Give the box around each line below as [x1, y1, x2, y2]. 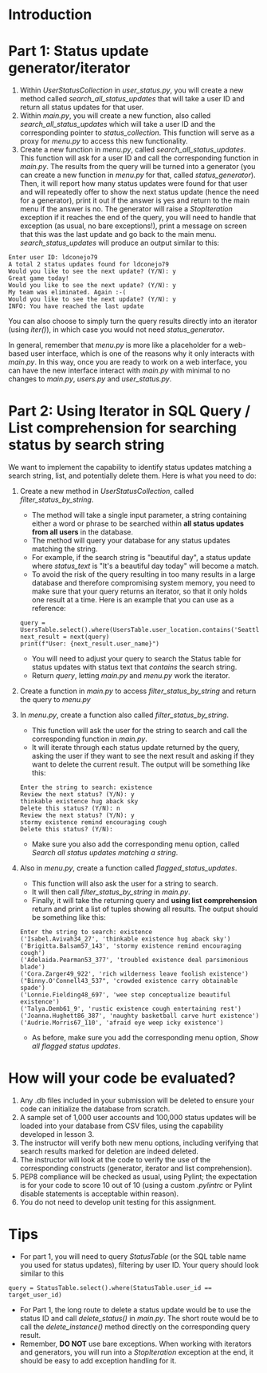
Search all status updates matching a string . [31, 848, 179, 858]
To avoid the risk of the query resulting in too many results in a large [31, 570, 256, 579]
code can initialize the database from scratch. [19, 1104, 171, 1114]
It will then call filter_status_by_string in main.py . [31, 887, 190, 897]
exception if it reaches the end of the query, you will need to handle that [19, 213, 257, 223]
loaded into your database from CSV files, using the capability [19, 1121, 224, 1130]
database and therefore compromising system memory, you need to [31, 578, 256, 588]
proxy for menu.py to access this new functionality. [19, 136, 189, 146]
